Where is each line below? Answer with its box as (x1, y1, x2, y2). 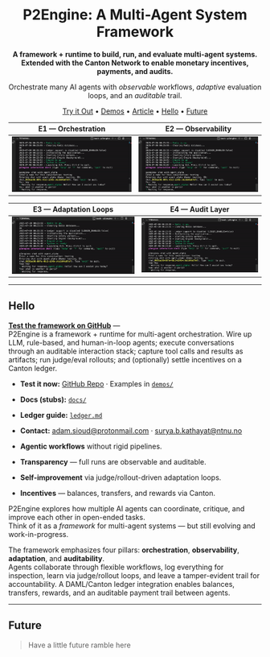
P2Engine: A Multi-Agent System (22, 6, 247, 24)
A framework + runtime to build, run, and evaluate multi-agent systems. (12, 49, 258, 59)
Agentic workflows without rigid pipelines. (19, 441, 162, 451)
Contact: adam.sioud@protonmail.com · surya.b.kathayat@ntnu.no (19, 425, 243, 436)
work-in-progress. (8, 529, 69, 539)
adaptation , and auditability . (8, 553, 104, 563)
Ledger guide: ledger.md (19, 410, 103, 419)
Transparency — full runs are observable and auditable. (19, 457, 207, 466)
